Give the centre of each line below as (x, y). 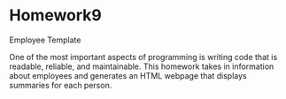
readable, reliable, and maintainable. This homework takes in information (142, 66)
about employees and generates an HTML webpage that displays (128, 75)
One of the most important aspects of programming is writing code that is (143, 57)
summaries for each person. (61, 85)
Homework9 (55, 15)
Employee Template (45, 40)
